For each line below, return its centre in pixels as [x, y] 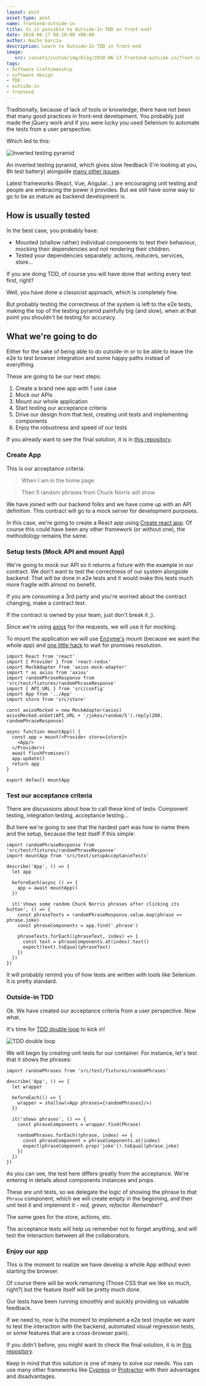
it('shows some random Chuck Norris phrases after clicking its [96, 904]
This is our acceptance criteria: [46, 468]
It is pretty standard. [32, 981]
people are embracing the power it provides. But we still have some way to [101, 190]
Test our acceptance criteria [50, 796]
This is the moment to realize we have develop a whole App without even [99, 1264]
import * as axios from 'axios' [48, 673]
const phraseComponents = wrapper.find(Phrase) [79, 1124]
